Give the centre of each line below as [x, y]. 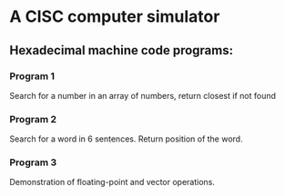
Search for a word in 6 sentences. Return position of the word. [126, 139]
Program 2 [33, 119]
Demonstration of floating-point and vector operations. [112, 182]
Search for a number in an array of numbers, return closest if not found [142, 95]
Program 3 [33, 162]
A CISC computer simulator [115, 17]
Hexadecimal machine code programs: [122, 50]
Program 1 [32, 76]
